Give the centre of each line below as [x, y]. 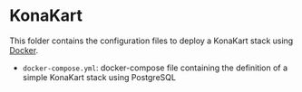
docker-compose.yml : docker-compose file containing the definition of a [155, 68]
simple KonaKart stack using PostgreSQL [99, 77]
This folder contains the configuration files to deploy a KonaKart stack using [151, 41]
